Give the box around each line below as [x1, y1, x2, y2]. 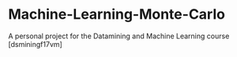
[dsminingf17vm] [8, 39, 63, 48]
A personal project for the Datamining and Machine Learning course [8, 31, 230, 41]
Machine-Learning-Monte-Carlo [8, 5, 225, 23]
